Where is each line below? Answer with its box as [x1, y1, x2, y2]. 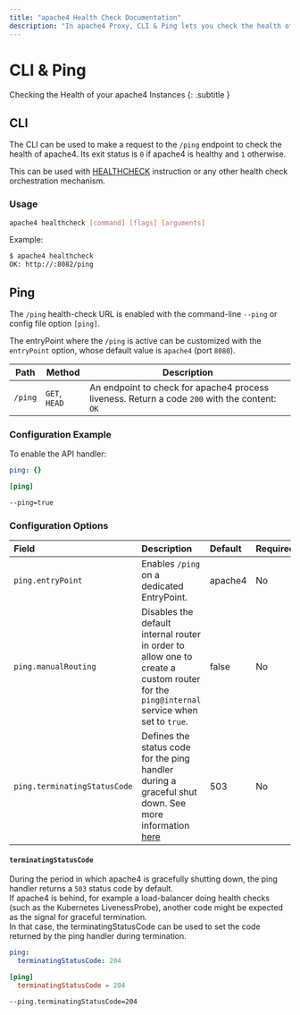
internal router [141, 628, 201, 641]
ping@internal [141, 695, 202, 705]
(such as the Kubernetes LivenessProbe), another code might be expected [9, 902, 284, 913]
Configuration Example [9, 428, 112, 440]
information [141, 820, 190, 832]
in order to [141, 639, 185, 652]
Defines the [141, 730, 190, 743]
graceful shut [141, 786, 198, 798]
